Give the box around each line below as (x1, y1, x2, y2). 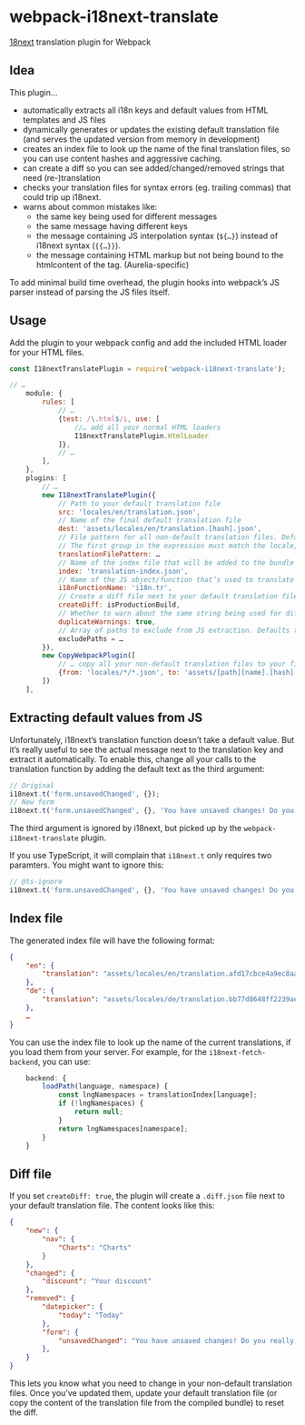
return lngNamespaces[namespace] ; (57, 1124, 189, 1133)
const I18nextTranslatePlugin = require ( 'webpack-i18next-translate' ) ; (9, 364, 286, 374)
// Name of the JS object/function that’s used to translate (57, 575, 295, 584)
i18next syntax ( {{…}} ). (35, 239, 121, 251)
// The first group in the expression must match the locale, (57, 541, 299, 551)
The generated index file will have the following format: (9, 935, 215, 946)
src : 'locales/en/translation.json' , (57, 507, 202, 517)
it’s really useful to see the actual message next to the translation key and (9, 744, 284, 755)
